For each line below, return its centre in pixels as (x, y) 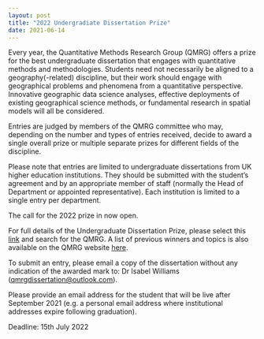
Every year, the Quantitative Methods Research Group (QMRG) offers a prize (132, 53)
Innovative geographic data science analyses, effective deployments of (124, 95)
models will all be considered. (56, 111)
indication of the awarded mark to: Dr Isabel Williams (94, 271)
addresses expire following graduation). (73, 311)
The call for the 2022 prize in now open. (73, 216)
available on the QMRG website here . (68, 248)
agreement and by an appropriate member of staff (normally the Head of (126, 184)
